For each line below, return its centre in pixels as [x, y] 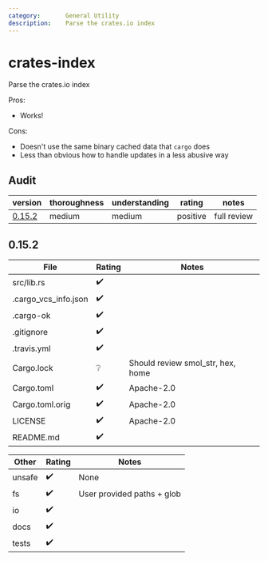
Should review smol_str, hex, [182, 363]
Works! [32, 116]
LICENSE [29, 420]
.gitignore [30, 332]
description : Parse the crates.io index [82, 23]
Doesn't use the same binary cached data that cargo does [114, 147]
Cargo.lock [33, 368]
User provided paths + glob [130, 494]
